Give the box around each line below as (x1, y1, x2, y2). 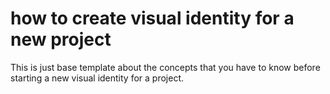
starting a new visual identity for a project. (10, 72, 185, 84)
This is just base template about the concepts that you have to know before (10, 61, 321, 73)
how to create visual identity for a (10, 7, 295, 30)
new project (10, 28, 112, 51)
